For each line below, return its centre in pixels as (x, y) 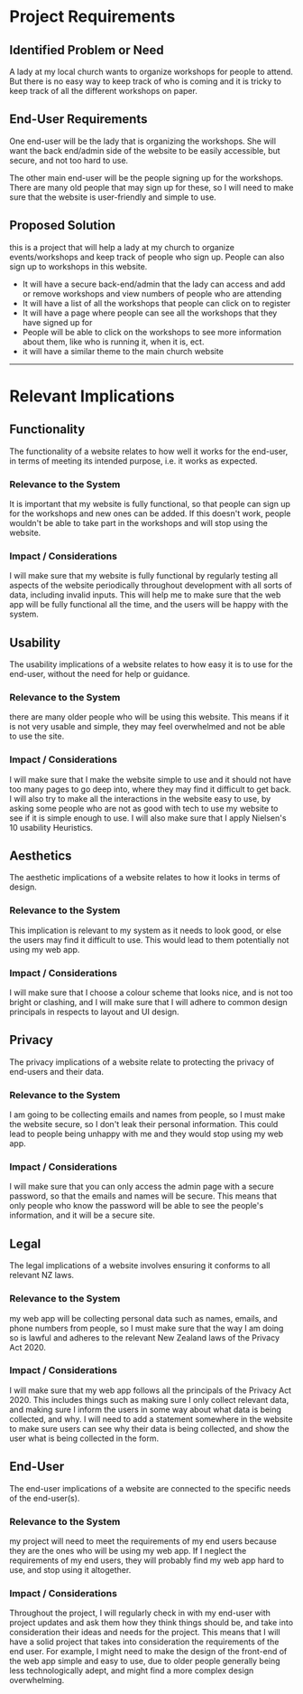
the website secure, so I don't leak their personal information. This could (144, 1125)
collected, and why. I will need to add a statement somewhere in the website (151, 1419)
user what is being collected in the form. (84, 1438)
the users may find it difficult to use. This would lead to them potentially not (149, 940)
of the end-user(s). (45, 1498)
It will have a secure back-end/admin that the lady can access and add (154, 284)
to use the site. (37, 736)
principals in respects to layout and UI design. (94, 1012)
